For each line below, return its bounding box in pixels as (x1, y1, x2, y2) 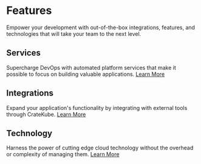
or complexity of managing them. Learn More (6, 151, 120, 158)
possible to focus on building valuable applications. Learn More (6, 70, 165, 78)
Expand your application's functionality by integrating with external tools (6, 104, 188, 111)
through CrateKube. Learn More (6, 111, 86, 118)
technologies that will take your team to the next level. (6, 30, 141, 37)
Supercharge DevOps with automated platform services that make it (6, 64, 176, 71)
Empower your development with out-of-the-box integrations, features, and (6, 24, 196, 31)
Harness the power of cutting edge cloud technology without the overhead (6, 144, 194, 152)
